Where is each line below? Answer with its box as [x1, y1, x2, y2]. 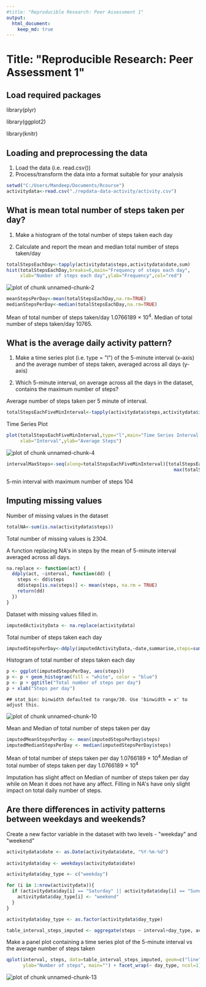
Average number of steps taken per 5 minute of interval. [6, 397, 148, 405]
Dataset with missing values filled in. [6, 610, 99, 617]
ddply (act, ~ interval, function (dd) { [12, 571, 112, 577]
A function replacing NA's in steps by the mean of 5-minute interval [6, 547, 177, 554]
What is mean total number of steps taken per [6, 205, 185, 215]
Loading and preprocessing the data [6, 148, 148, 158]
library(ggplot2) [6, 118, 46, 126]
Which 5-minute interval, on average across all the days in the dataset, [15, 379, 194, 387]
